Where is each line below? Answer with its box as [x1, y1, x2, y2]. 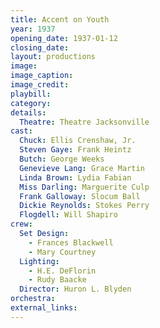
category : [10, 98, 52, 108]
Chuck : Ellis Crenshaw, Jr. [19, 136, 137, 146]
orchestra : [10, 294, 56, 304]
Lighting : [19, 256, 60, 266]
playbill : [10, 89, 52, 99]
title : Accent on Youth [10, 14, 110, 25]
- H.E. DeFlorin [28, 266, 97, 276]
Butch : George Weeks [19, 154, 105, 164]
